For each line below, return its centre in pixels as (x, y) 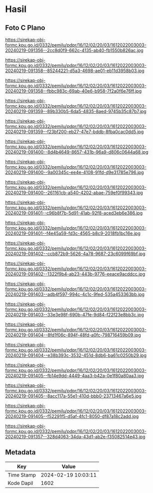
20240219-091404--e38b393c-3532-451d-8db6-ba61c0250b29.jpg (76, 355)
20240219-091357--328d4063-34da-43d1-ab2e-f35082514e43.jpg (75, 437)
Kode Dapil (20, 483)
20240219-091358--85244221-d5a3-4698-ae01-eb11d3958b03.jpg (75, 71)
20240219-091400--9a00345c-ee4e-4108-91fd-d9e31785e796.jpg (75, 172)
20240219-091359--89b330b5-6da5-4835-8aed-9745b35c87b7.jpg (76, 111)
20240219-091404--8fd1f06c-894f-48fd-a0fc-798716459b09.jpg (73, 335)
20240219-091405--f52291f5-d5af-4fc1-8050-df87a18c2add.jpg (72, 416)
